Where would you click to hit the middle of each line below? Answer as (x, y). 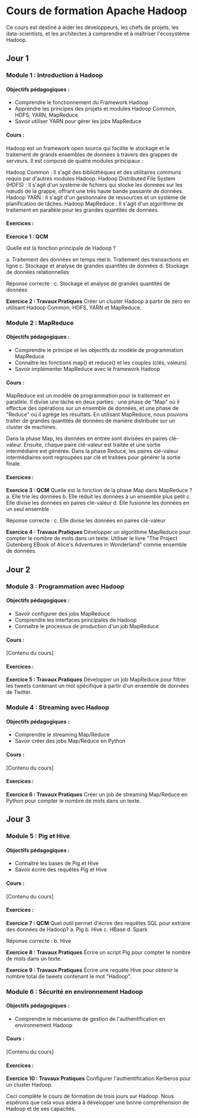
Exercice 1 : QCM (27, 236)
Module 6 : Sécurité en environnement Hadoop (74, 991)
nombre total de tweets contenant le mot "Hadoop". (69, 976)
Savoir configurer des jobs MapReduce (62, 613)
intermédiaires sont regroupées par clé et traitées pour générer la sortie (94, 457)
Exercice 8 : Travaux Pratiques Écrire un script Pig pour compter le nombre (98, 952)
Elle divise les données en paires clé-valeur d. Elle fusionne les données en (98, 503)
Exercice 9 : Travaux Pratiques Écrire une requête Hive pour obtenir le (92, 970)
